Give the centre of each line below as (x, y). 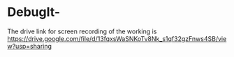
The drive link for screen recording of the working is (82, 31)
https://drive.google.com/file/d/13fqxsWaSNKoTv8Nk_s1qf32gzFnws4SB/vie (117, 38)
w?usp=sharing (30, 46)
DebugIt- (34, 12)
